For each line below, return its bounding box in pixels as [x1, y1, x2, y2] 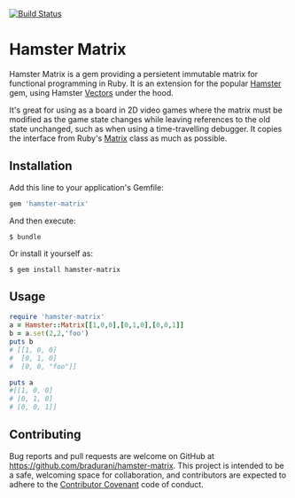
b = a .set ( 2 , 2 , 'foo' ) [9, 329, 89, 338]
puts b [9, 338, 34, 346]
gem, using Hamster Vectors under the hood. [9, 87, 175, 97]
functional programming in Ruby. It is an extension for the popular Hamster [9, 78, 282, 89]
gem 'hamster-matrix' [9, 199, 89, 208]
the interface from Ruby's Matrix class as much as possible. [9, 133, 228, 144]
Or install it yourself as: [9, 248, 93, 259]
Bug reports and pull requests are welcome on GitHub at [9, 450, 215, 461]
